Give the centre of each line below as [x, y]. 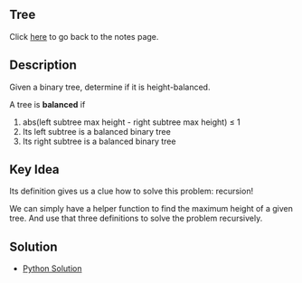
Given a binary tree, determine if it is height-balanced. [110, 87]
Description [43, 66]
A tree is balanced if [47, 104]
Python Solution [52, 269]
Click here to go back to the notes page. [84, 36]
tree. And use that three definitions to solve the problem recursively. [136, 218]
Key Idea [35, 170]
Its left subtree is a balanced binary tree [97, 131]
